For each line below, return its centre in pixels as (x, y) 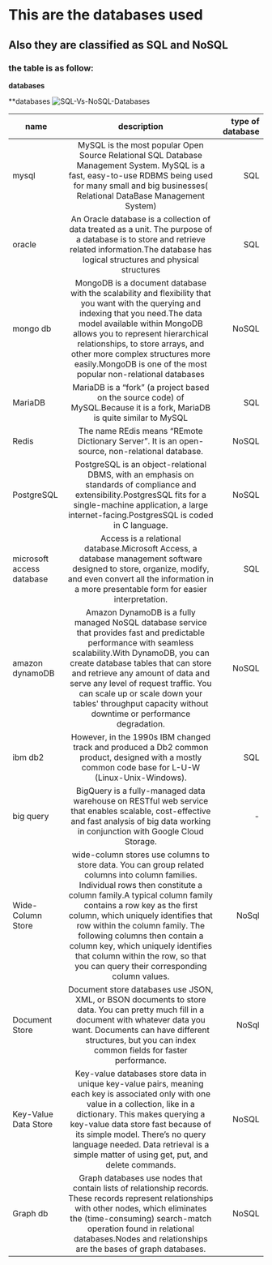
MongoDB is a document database (140, 283)
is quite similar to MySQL (141, 418)
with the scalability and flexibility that (140, 293)
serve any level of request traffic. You (141, 683)
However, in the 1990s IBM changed (141, 737)
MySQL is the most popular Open (141, 145)
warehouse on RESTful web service (141, 800)
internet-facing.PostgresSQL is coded (141, 515)
